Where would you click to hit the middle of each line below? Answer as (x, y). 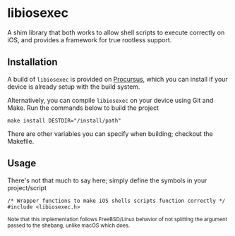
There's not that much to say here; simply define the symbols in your (107, 180)
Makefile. (21, 141)
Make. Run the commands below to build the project (83, 108)
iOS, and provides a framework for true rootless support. (90, 39)
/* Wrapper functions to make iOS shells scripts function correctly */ (116, 201)
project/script (27, 187)
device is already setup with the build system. (74, 87)
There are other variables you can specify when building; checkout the (110, 133)
